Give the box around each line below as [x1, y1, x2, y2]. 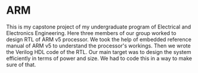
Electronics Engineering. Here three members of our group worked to [6, 29, 177, 36]
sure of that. [6, 61, 36, 68]
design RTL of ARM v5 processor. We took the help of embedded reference [6, 36, 192, 43]
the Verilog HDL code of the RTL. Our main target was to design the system [6, 48, 191, 55]
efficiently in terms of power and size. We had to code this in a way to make [6, 55, 193, 62]
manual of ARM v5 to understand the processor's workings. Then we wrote [6, 42, 191, 49]
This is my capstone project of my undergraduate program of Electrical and [6, 23, 191, 30]
